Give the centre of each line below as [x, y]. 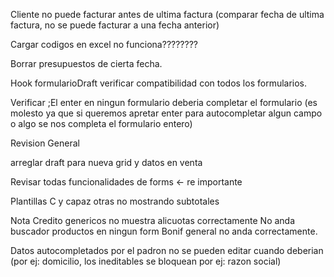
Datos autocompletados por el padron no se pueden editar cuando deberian [167, 250]
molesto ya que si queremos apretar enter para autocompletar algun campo [166, 113]
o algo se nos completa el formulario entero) [101, 123]
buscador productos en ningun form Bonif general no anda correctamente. [164, 231]
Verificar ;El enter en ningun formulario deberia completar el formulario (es [164, 102]
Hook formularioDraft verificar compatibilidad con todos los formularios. [159, 83]
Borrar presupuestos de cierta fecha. [86, 63]
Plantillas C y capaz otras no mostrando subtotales [115, 201]
